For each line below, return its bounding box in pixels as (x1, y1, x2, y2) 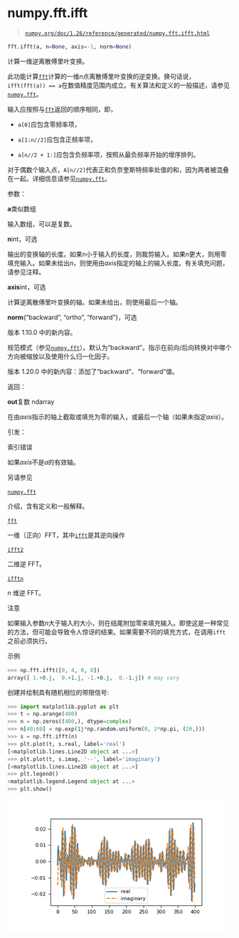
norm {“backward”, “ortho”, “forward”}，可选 (7, 313, 137, 321)
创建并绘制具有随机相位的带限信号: (7, 688, 110, 696)
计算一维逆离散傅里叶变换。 (7, 57, 89, 65)
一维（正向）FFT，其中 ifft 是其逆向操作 (7, 531, 126, 539)
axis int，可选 (7, 282, 46, 291)
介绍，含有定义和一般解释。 (7, 501, 89, 510)
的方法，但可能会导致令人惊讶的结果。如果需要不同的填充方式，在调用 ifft (7, 627, 226, 636)
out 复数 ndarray (7, 397, 55, 406)
